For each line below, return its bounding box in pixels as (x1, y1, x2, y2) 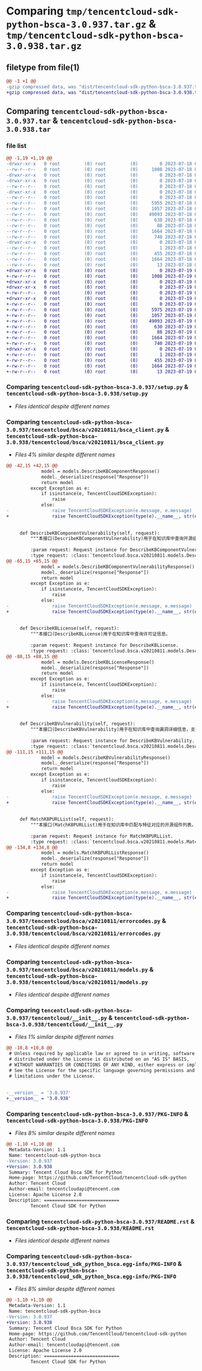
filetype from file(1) (6, 62, 80, 72)
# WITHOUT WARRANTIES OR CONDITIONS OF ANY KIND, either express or (8, 1061, 185, 1068)
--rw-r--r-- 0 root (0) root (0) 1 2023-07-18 (6, 245, 192, 251)
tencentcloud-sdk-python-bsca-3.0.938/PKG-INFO (6, 1117, 148, 1124)
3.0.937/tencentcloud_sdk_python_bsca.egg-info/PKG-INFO (6, 1261, 177, 1267)
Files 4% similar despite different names (14, 451, 115, 458)
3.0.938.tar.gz (6, 40, 82, 52)
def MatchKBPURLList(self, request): (19, 816, 114, 822)
